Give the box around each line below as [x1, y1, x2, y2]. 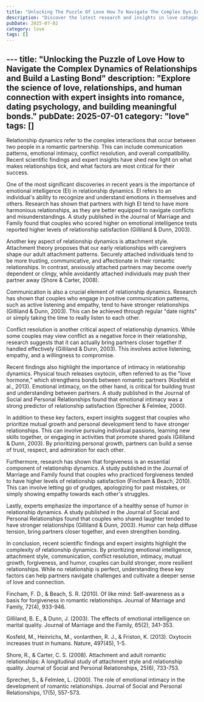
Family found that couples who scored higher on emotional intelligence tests [6, 219, 197, 227]
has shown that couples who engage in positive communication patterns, [6, 294, 189, 301]
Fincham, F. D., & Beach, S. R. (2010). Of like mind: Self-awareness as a [6, 590, 185, 597]
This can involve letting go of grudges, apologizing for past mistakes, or [6, 484, 186, 491]
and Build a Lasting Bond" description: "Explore [6, 73, 191, 83]
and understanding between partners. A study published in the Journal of [6, 389, 190, 396]
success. [6, 168, 29, 176]
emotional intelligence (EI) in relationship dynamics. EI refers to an [6, 187, 172, 194]
